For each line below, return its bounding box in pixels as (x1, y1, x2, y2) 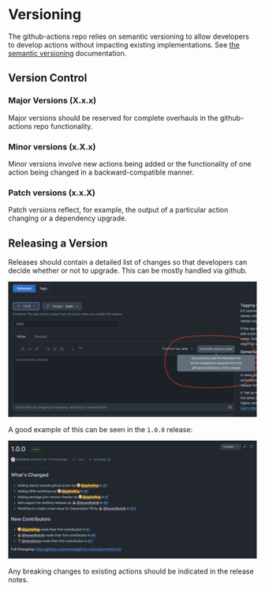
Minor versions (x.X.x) (8, 141, 96, 152)
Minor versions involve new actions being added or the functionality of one (8, 159, 252, 168)
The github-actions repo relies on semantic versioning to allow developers (8, 32, 250, 41)
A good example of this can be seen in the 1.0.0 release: (8, 425, 193, 435)
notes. (8, 575, 29, 585)
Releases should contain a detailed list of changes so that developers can (8, 258, 248, 267)
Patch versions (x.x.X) (8, 187, 96, 198)
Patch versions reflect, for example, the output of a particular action (8, 205, 229, 215)
